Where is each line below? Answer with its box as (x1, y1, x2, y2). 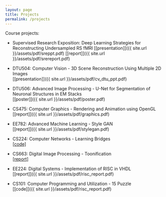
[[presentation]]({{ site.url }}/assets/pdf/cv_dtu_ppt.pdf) (12, 76, 127, 82)
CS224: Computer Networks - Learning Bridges (12, 136, 111, 142)
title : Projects (5, 12, 39, 17)
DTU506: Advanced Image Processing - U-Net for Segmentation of (12, 86, 151, 92)
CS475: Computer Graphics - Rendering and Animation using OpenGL (12, 106, 156, 112)
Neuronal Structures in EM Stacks (12, 91, 82, 97)
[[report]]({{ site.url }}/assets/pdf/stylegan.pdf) (12, 126, 110, 132)
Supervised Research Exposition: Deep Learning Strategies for (12, 40, 141, 46)
